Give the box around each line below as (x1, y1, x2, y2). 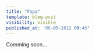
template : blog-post (6, 14, 57, 20)
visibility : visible (6, 19, 57, 25)
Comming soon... (6, 41, 47, 48)
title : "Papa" (6, 8, 41, 15)
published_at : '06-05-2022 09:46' (6, 25, 90, 31)
